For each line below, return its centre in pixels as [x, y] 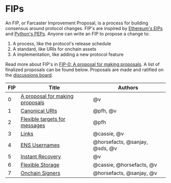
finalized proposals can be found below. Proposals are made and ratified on [84, 70]
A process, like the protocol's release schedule [62, 43]
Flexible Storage [40, 165]
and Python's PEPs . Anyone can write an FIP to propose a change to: [78, 34]
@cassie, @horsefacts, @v [125, 165]
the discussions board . [29, 75]
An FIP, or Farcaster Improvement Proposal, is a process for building [77, 23]
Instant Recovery [41, 157]
